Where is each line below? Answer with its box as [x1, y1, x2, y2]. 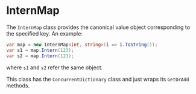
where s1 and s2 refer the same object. [6, 64, 103, 71]
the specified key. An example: [6, 30, 83, 37]
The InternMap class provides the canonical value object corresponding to [6, 23, 191, 31]
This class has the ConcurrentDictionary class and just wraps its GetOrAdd [6, 75, 189, 83]
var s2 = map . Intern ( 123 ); [6, 52, 74, 59]
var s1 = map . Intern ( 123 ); [6, 47, 74, 53]
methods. [6, 82, 30, 89]
